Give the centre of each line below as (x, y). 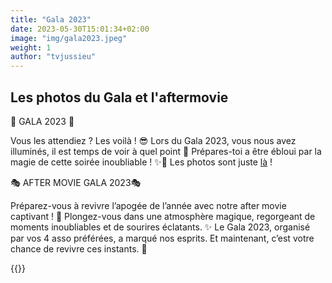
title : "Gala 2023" (51, 19)
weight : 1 (31, 47)
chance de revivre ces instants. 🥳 (79, 248)
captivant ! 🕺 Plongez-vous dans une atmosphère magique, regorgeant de (163, 216)
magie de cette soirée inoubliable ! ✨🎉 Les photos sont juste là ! (141, 162)
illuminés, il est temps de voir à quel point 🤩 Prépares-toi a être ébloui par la (166, 151)
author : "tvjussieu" (53, 57)
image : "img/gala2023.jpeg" (69, 38)
